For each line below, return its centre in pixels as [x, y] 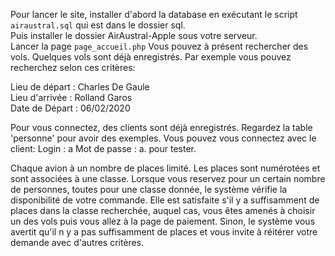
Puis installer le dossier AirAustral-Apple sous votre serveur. [134, 35]
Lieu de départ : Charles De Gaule [80, 87]
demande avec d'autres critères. [77, 242]
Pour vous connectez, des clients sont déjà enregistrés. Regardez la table [161, 127]
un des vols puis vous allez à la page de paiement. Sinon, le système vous [163, 221]
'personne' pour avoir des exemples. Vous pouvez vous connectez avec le [163, 138]
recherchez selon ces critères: [73, 67]
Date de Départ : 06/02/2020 [70, 108]
